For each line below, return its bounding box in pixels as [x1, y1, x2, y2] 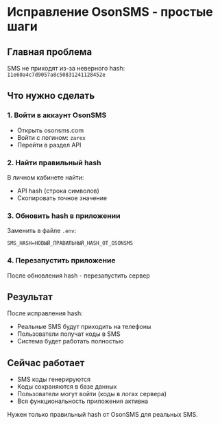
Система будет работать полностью [16, 337, 124, 345]
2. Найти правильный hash [7, 158, 101, 167]
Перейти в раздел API [16, 141, 82, 149]
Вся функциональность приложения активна [16, 397, 149, 405]
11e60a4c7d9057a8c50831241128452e [7, 71, 106, 78]
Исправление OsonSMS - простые [7, 4, 214, 20]
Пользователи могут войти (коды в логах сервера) [16, 390, 167, 398]
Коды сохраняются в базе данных [16, 382, 117, 391]
